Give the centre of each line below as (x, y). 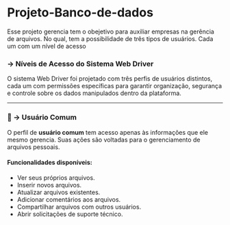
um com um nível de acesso (47, 46)
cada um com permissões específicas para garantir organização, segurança (115, 86)
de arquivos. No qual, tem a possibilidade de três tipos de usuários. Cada (110, 38)
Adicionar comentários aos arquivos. (69, 199)
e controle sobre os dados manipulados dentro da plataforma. (94, 93)
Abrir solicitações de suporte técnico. (70, 214)
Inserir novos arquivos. (49, 185)
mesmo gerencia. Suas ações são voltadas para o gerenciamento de (104, 140)
